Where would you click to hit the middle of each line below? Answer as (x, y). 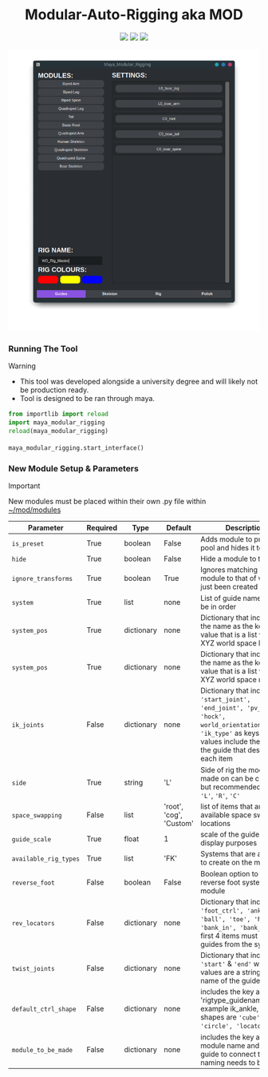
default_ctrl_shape (44, 1009)
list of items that (227, 806)
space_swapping (37, 815)
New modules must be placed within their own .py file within (107, 502)
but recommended (231, 787)
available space (226, 815)
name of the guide (231, 981)
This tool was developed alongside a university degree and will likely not (139, 382)
